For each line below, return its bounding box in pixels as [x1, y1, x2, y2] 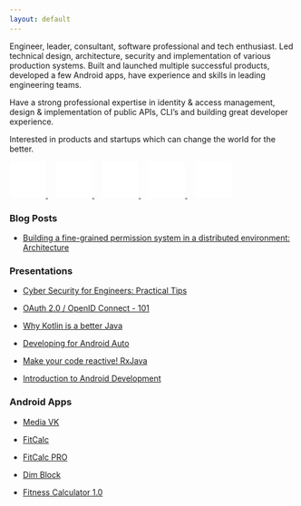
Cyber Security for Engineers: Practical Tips [22, 286, 188, 297]
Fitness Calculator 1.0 [22, 486, 103, 498]
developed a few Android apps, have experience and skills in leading [9, 69, 266, 81]
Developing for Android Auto [22, 338, 130, 349]
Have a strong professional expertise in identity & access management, [9, 96, 276, 108]
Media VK [22, 416, 60, 427]
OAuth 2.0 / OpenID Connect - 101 [22, 303, 150, 314]
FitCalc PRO [22, 452, 68, 462]
